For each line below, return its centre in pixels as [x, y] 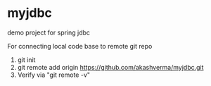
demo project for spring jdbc [49, 32]
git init [26, 60]
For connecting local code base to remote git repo [80, 46]
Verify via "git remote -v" [53, 75]
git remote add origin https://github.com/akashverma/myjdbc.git [110, 67]
